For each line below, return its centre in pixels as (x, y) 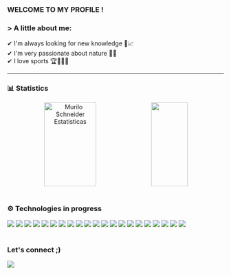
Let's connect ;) (34, 250)
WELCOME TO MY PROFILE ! (56, 10)
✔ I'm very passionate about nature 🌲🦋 (62, 54)
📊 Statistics (28, 89)
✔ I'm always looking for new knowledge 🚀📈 (70, 43)
